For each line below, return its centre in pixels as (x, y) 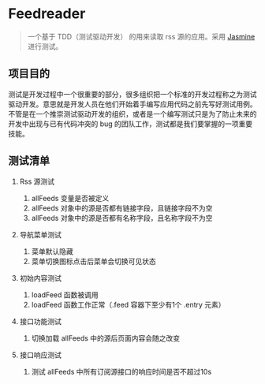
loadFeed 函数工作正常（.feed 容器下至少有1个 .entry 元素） (129, 304)
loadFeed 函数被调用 (65, 295)
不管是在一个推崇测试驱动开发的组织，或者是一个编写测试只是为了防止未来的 (132, 114)
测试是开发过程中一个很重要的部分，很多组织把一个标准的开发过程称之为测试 (132, 94)
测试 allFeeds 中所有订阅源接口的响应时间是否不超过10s (121, 371)
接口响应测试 (40, 355)
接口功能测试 (40, 321)
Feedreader (47, 14)
